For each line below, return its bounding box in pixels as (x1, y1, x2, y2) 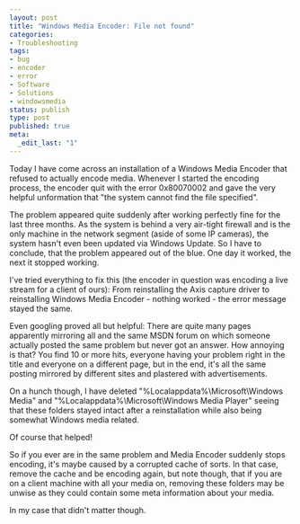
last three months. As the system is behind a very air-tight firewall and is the (9, 218, 291, 229)
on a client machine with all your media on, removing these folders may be (9, 477, 285, 488)
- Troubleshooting (9, 38, 78, 48)
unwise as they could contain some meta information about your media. (9, 487, 275, 498)
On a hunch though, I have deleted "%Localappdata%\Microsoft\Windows (9, 386, 284, 396)
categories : (9, 30, 54, 39)
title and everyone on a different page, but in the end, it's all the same (9, 359, 267, 369)
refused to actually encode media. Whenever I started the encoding (9, 173, 260, 183)
